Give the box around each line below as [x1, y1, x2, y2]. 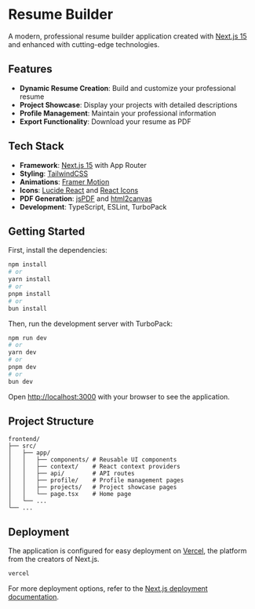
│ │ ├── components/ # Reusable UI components [8, 456, 177, 464]
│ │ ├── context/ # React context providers [8, 463, 180, 471]
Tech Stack [8, 140, 64, 153]
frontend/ [8, 436, 41, 443]
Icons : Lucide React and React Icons [19, 185, 139, 195]
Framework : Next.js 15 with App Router [19, 160, 147, 170]
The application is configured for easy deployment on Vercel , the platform [8, 546, 247, 556]
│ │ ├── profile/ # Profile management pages [8, 476, 184, 484]
